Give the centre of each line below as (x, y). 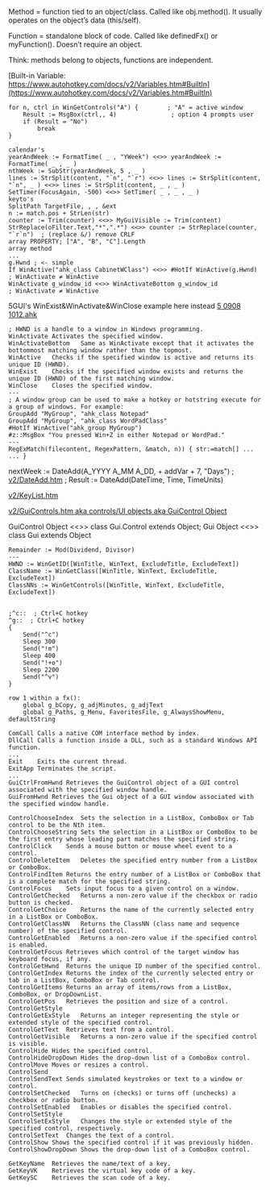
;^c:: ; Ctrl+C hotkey (48, 614)
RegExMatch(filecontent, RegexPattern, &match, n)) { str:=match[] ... (131, 449)
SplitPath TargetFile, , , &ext (62, 206)
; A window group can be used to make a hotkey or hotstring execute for (135, 400)
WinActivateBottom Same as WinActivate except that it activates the (131, 343)
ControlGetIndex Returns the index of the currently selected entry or (131, 973)
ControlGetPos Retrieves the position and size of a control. (118, 1001)
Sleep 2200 (41, 670)
